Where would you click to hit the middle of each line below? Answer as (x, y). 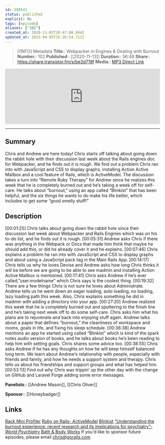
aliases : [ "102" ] (23, 28)
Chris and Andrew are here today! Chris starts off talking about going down (81, 153)
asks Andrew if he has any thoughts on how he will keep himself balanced (80, 349)
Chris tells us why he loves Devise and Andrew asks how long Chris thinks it (82, 265)
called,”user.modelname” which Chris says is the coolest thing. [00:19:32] (80, 280)
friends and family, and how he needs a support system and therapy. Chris (81, 359)
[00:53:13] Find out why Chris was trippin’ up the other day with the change (82, 370)
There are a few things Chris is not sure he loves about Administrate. (74, 286)
